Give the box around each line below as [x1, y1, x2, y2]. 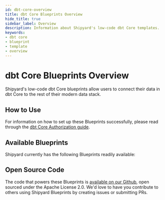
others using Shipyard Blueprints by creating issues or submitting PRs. [5, 189, 148, 195]
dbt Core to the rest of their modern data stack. [5, 91, 101, 97]
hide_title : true [5, 16, 41, 21]
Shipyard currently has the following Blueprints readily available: [5, 152, 135, 158]
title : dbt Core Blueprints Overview [5, 12, 83, 17]
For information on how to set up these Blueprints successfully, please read [5, 119, 159, 125]
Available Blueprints [5, 138, 68, 147]
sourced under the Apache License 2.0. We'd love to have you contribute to [5, 184, 159, 190]
